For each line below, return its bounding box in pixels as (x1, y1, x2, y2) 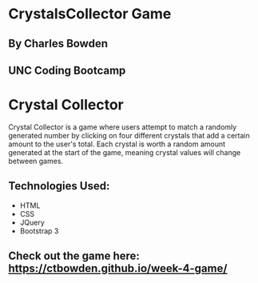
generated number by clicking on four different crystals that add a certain (8, 130, 250, 140)
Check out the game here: (8, 249, 140, 263)
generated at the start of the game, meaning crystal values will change (8, 147, 241, 157)
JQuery (19, 217, 46, 227)
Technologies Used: (8, 179, 110, 193)
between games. (8, 156, 64, 165)
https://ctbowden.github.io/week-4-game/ (8, 261, 228, 276)
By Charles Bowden (8, 37, 108, 50)
